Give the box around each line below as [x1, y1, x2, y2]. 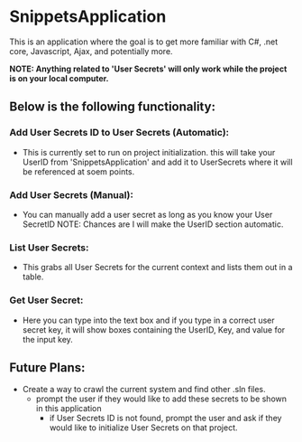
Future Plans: [9, 360, 86, 375]
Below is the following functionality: [9, 99, 216, 115]
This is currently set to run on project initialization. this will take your [22, 146, 276, 157]
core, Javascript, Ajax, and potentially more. [9, 45, 173, 56]
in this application [35, 403, 102, 414]
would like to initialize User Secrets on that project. [49, 422, 238, 433]
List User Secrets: [9, 241, 89, 254]
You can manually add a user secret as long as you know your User [22, 209, 273, 220]
